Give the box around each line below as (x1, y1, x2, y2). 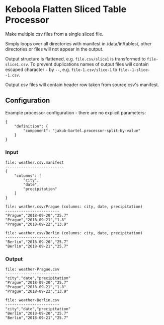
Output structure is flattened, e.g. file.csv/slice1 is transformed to (5, 55, 146, 61)
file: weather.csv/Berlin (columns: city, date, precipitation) (5, 231, 143, 236)
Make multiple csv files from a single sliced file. (5, 31, 104, 37)
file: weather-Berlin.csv (5, 298, 59, 303)
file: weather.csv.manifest (5, 160, 64, 165)
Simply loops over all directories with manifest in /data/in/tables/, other (5, 40, 152, 46)
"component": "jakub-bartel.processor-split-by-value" (23, 128, 141, 133)
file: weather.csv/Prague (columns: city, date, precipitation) (5, 204, 143, 210)
